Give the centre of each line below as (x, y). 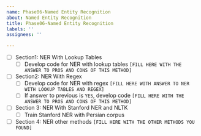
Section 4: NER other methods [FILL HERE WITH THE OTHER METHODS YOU (105, 121)
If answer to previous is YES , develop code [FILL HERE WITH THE (104, 96)
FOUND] (24, 128)
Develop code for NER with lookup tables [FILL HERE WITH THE (103, 64)
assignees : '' (25, 35)
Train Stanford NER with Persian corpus (74, 115)
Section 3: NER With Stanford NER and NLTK (71, 108)
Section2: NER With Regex (49, 76)
